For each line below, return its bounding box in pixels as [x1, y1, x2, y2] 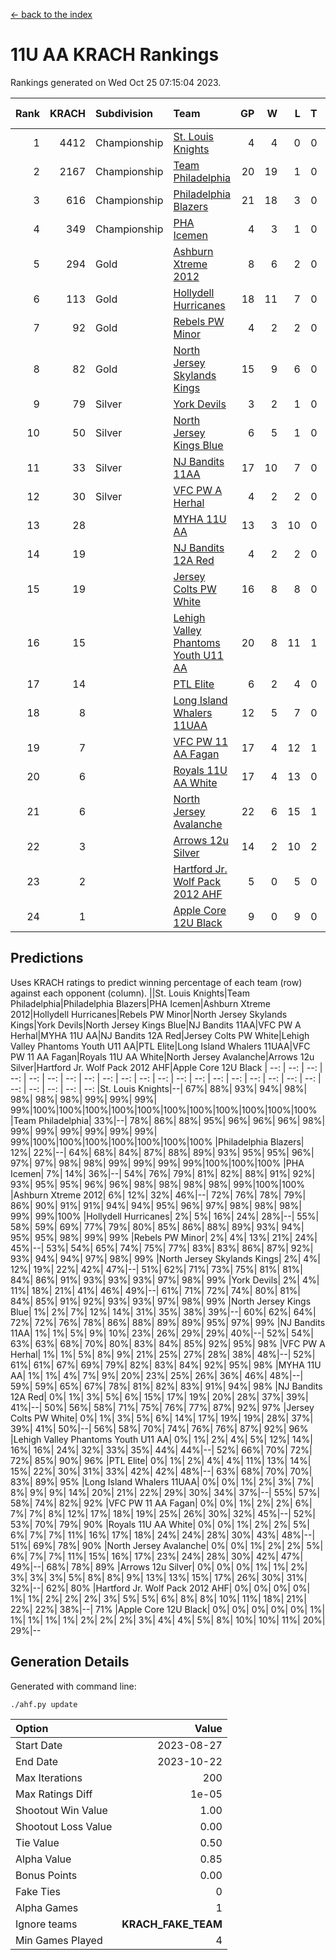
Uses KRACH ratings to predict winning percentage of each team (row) [10, 976, 303, 988]
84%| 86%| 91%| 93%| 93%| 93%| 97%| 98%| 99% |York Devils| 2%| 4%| [10, 1274, 320, 1286]
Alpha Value [15, 1852, 72, 1866]
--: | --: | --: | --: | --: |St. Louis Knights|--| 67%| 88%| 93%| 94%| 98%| [10, 1082, 308, 1094]
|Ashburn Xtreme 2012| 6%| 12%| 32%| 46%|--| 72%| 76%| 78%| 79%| [10, 1189, 307, 1201]
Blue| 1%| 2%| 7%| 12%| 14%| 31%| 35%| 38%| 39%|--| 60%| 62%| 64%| [10, 1305, 317, 1318]
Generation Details [10, 1654, 130, 1671]
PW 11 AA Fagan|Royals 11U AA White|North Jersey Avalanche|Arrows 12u [10, 1050, 315, 1063]
